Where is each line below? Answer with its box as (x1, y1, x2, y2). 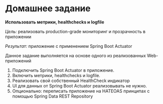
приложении (5, 34, 32, 40)
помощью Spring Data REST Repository (12, 93, 93, 99)
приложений (5, 58, 32, 63)
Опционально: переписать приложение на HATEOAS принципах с (12, 88, 150, 94)
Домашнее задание (5, 3, 91, 14)
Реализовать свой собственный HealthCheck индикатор (12, 78, 130, 83)
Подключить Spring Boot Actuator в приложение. (12, 67, 115, 73)
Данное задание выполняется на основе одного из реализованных (5, 52, 146, 59)
